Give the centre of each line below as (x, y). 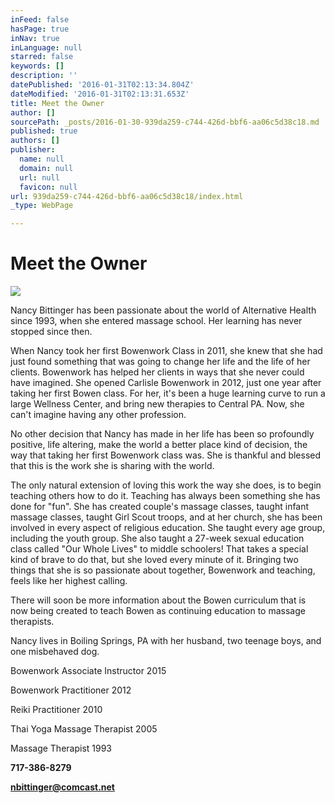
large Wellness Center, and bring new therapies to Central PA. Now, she (157, 404)
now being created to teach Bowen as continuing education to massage (158, 611)
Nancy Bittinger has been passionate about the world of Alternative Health (163, 310)
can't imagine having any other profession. (98, 415)
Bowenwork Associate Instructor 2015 (88, 671)
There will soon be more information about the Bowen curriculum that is (158, 600)
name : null (42, 159)
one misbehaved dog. (55, 652)
